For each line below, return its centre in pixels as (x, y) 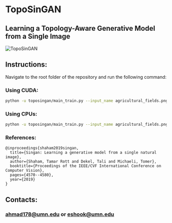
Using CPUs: (21, 114)
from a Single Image (38, 36)
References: (21, 138)
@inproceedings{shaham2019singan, (42, 148)
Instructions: (26, 65)
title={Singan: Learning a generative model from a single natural (83, 153)
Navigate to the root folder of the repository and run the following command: (86, 77)
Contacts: (21, 200)
